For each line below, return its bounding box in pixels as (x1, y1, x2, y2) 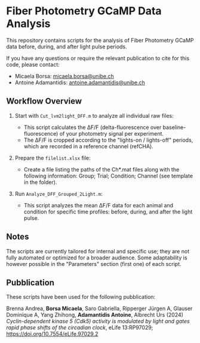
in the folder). (23, 178, 57, 186)
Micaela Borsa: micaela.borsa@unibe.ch (14, 72, 115, 79)
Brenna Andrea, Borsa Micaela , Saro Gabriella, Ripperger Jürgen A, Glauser (6, 305, 193, 312)
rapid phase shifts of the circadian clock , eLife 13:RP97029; (6, 324, 153, 331)
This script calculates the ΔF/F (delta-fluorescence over (23, 124, 162, 131)
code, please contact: (6, 61, 60, 68)
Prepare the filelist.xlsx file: (14, 154, 91, 161)
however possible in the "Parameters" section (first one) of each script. (6, 260, 181, 267)
